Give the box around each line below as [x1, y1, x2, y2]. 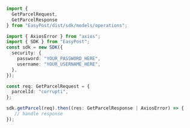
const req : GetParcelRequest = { [6, 83, 90, 90]
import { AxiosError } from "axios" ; [6, 33, 101, 39]
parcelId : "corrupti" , [11, 89, 69, 95]
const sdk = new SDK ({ [6, 44, 63, 50]
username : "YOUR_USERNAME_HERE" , [17, 61, 101, 67]
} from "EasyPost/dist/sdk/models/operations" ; [6, 22, 128, 28]
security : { [11, 50, 42, 56]
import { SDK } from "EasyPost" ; [6, 39, 90, 45]
